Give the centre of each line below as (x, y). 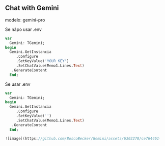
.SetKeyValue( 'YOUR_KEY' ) (42, 61)
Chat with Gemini (32, 8)
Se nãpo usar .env (23, 29)
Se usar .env (18, 84)
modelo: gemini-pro (25, 20)
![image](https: (22, 138)
